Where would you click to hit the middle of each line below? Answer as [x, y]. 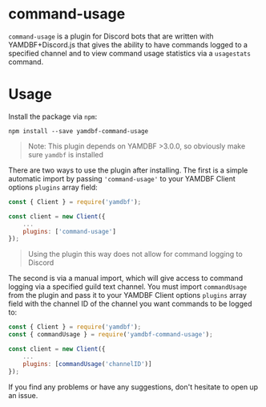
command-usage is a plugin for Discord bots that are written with [111, 36]
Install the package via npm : [53, 116]
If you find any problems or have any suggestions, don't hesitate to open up [133, 387]
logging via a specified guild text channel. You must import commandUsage [127, 287]
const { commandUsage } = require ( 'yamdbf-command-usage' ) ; [111, 335]
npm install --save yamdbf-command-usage [79, 131]
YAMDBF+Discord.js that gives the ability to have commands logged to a [128, 44]
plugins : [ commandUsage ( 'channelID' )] [87, 364]
